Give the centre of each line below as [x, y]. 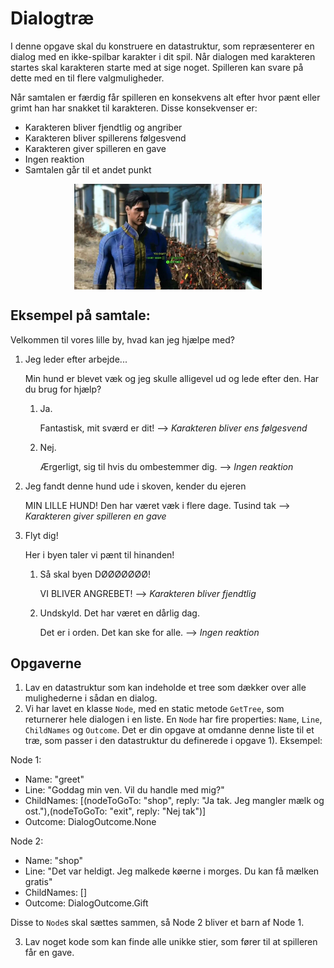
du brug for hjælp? [63, 389]
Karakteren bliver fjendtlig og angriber [103, 127]
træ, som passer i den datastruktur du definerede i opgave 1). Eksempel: [173, 741]
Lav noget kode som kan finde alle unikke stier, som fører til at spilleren [171, 942]
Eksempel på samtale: [80, 315]
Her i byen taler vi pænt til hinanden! [99, 554]
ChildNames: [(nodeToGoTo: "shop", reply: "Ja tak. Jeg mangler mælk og [174, 801]
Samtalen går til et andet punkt [88, 169]
